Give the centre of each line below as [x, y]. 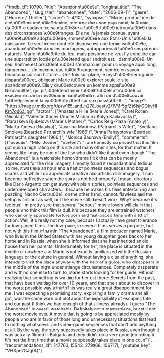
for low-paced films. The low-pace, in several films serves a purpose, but [79, 226]
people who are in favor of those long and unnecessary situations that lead [81, 319]
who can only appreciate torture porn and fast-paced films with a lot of [77, 215]
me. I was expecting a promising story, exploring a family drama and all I [78, 293]
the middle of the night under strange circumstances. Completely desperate [82, 267]
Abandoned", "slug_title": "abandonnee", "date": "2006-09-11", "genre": [78, 12]
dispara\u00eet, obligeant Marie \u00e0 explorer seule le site [67, 80]
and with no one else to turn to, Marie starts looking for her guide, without [80, 272]
